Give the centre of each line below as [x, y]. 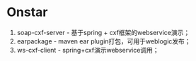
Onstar [27, 12]
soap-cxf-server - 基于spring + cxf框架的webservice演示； [103, 32]
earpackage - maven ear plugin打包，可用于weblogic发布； [104, 41]
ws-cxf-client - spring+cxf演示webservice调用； [88, 50]
